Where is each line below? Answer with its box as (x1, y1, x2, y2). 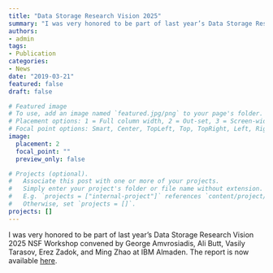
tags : (8, 42, 27, 50)
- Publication (8, 50, 57, 58)
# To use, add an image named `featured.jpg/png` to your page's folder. (8, 110, 264, 118)
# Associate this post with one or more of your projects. (8, 177, 220, 185)
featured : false (8, 80, 63, 88)
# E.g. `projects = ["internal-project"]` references (8, 193, 201, 201)
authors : (8, 27, 38, 35)
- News (8, 65, 31, 73)
